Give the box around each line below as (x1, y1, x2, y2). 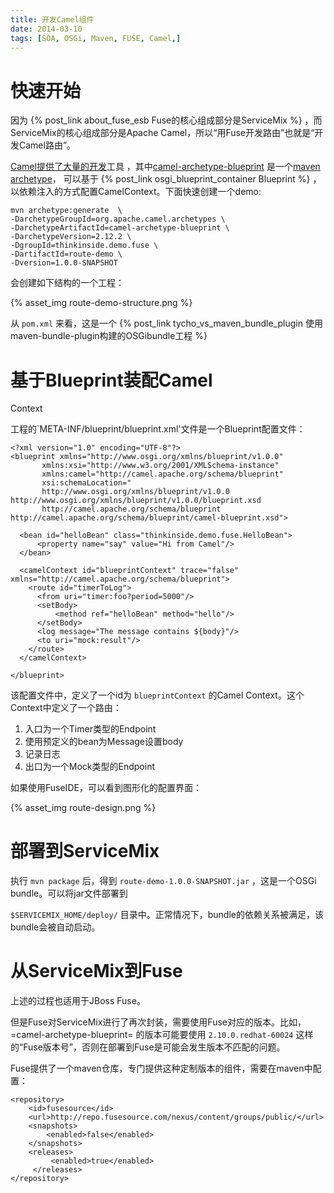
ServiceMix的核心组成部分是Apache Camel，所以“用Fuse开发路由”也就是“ (10, 127, 315, 139)
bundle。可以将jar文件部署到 (10, 887, 128, 900)
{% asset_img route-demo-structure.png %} (10, 297, 193, 309)
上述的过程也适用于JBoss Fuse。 (10, 995, 146, 1007)
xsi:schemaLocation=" (41, 478, 132, 488)
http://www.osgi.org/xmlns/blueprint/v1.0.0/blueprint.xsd (10, 496, 262, 506)
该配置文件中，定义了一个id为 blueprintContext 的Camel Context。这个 (10, 689, 305, 701)
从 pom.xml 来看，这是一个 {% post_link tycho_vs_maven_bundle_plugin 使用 (10, 317, 323, 330)
